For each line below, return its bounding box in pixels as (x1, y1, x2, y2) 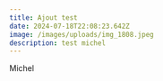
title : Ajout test (9, 13, 78, 22)
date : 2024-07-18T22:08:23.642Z (9, 22, 130, 31)
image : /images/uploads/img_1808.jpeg (9, 30, 154, 39)
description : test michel (9, 38, 106, 48)
